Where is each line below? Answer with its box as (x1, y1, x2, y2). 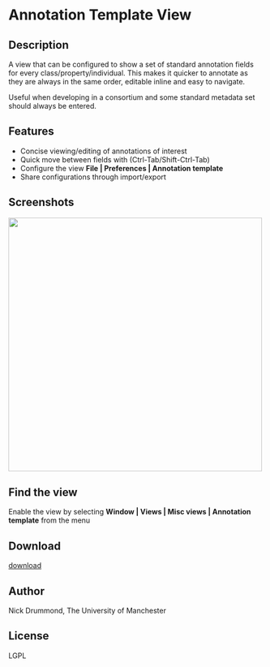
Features (8, 124, 54, 139)
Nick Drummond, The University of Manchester (8, 606, 166, 616)
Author (8, 584, 45, 598)
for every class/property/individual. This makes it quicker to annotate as (8, 68, 249, 78)
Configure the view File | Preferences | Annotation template (19, 163, 224, 173)
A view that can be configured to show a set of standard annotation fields (8, 59, 254, 69)
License (8, 629, 49, 643)
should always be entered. (8, 101, 97, 110)
